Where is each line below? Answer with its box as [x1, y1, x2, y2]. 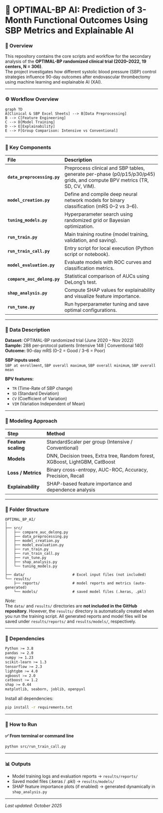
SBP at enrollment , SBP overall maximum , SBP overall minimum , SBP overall [5, 362, 156, 368]
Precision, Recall [46, 472, 84, 479]
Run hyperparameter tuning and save [64, 301, 149, 307]
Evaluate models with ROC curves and [64, 259, 152, 266]
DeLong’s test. [64, 279, 97, 286]
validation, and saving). [64, 237, 117, 244]
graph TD [5, 107, 23, 112]
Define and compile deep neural [64, 191, 137, 198]
